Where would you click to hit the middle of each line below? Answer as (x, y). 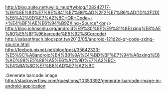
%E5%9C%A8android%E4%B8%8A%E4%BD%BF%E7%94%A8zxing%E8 (83, 55)
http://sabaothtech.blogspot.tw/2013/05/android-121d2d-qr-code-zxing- (80, 39)
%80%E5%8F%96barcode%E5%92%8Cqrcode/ (56, 34)
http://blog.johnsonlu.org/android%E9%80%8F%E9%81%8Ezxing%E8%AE (83, 28)
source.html (17, 44)
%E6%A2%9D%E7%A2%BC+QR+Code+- (49, 18)
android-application (25, 86)
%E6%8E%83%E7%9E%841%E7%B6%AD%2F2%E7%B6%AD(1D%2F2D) (83, 12)
